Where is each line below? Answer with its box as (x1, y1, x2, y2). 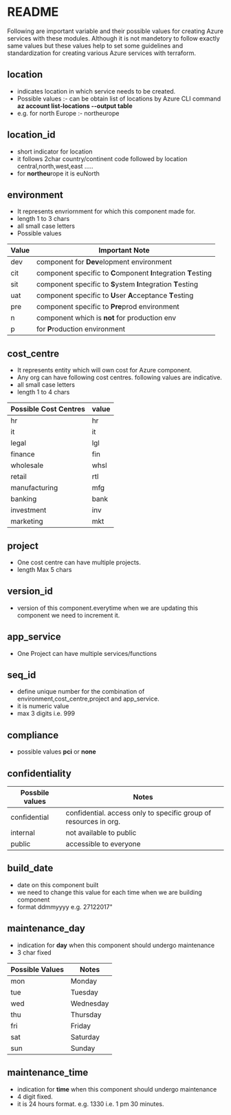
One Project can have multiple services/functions (16, 649, 157, 657)
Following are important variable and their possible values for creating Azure (7, 27, 223, 35)
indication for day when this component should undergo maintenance (16, 941, 215, 949)
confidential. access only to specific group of (65, 808, 212, 818)
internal (10, 828, 36, 838)
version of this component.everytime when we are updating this (16, 604, 198, 612)
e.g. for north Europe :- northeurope (16, 109, 120, 117)
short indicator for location (16, 147, 93, 156)
